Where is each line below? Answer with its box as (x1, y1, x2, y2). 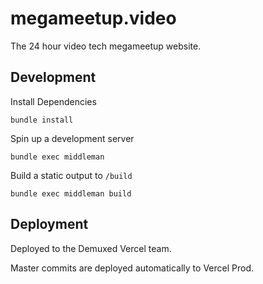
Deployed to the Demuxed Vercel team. (10, 242, 172, 254)
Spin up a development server (10, 132, 135, 144)
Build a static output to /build (10, 169, 133, 181)
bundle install (10, 115, 74, 125)
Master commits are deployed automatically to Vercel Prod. (10, 262, 254, 274)
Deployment (10, 216, 89, 233)
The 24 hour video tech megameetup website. (10, 40, 202, 52)
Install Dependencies (10, 95, 97, 107)
